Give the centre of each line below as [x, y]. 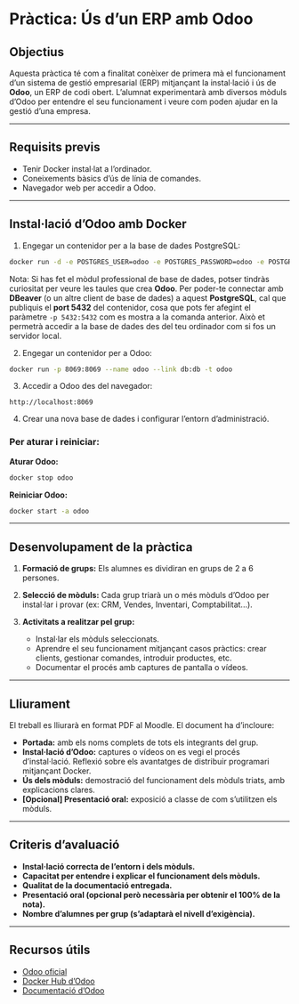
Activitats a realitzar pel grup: [78, 622]
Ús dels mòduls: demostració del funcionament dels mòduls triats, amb [154, 781]
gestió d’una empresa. [50, 111]
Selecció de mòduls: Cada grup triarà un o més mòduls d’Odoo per [145, 595]
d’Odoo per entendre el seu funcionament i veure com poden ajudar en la [144, 101]
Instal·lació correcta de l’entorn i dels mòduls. [109, 866]
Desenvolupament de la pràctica [101, 547]
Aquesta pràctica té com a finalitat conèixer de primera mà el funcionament [148, 73]
